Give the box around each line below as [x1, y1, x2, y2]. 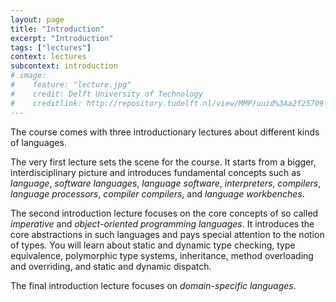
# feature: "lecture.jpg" [10, 80, 132, 90]
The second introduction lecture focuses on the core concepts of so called [10, 207, 319, 219]
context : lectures [10, 52, 87, 62]
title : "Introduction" [10, 24, 105, 34]
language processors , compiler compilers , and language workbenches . [10, 187, 305, 200]
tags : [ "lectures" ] [10, 42, 92, 53]
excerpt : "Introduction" [10, 33, 114, 43]
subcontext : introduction [10, 61, 118, 71]
